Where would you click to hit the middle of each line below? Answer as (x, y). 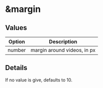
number (17, 50)
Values (16, 28)
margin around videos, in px (63, 50)
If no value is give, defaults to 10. (39, 80)
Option (17, 42)
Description (63, 42)
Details (16, 68)
